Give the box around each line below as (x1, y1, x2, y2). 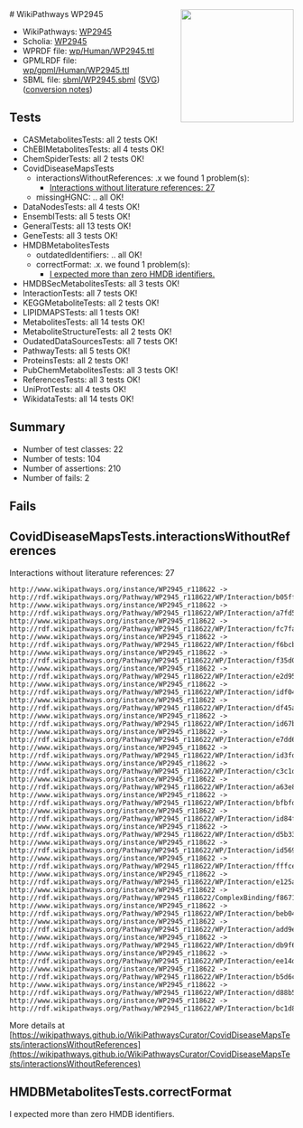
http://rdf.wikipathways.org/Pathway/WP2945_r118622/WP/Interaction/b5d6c (9, 972, 297, 982)
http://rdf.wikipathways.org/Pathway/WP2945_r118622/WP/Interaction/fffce (9, 861, 297, 870)
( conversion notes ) (22, 84, 93, 94)
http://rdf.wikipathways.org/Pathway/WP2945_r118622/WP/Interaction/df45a (9, 703, 297, 712)
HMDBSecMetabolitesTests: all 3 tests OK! (22, 277, 180, 288)
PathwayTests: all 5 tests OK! (22, 345, 131, 356)
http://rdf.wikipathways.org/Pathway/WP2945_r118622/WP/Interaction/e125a (9, 877, 297, 887)
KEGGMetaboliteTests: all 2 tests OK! (22, 297, 160, 308)
